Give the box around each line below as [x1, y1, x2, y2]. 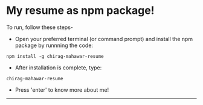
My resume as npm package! [6, 4, 155, 17]
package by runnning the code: [14, 42, 94, 49]
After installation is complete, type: [14, 64, 102, 71]
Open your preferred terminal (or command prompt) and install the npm [14, 35, 193, 42]
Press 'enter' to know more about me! [14, 86, 109, 94]
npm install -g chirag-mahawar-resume [6, 53, 104, 59]
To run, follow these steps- [6, 24, 74, 31]
